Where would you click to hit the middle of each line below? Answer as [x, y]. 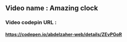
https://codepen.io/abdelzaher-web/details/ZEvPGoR [64, 34]
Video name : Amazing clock [52, 8]
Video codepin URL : [31, 22]
